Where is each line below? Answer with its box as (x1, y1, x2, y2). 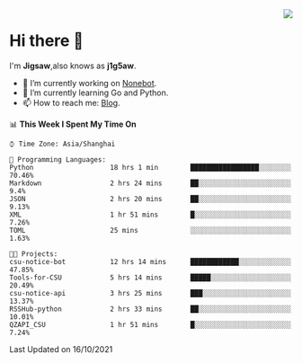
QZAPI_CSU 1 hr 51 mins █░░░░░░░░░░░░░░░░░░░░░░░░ (9, 320, 292, 329)
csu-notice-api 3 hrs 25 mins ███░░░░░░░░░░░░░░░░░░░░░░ (9, 288, 292, 297)
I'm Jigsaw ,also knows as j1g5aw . (9, 60, 137, 71)
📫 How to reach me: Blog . (22, 97, 120, 108)
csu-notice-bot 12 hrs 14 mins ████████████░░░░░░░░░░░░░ (9, 257, 292, 266)
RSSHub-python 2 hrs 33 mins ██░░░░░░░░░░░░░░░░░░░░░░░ (9, 305, 292, 314)
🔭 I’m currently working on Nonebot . (22, 77, 157, 88)
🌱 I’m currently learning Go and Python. (22, 87, 169, 98)
